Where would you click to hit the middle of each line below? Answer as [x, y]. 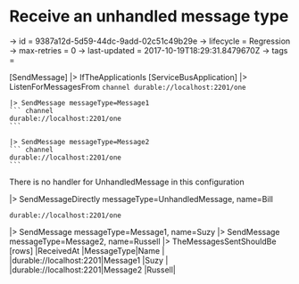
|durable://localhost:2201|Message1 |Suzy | [89, 260]
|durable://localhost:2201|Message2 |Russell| [92, 270]
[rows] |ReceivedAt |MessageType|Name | [87, 250]
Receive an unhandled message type [149, 16]
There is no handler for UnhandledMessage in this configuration [127, 182]
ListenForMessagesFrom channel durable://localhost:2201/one [128, 86]
